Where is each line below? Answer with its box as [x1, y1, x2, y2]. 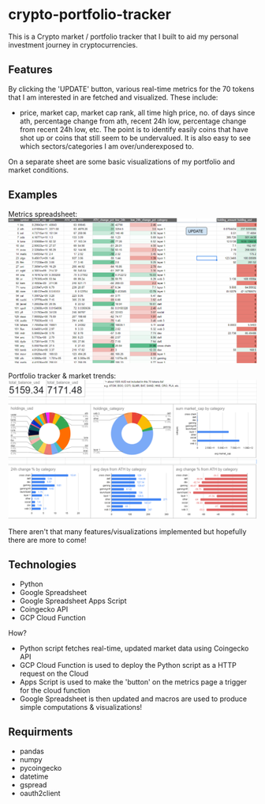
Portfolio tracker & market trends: [8, 371, 117, 381]
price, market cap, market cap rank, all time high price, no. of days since [19, 108, 256, 117]
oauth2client [19, 788, 61, 798]
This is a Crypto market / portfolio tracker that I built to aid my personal [8, 32, 239, 41]
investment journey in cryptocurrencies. [8, 40, 138, 49]
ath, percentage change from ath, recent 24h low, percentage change [19, 116, 247, 126]
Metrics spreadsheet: [8, 209, 77, 218]
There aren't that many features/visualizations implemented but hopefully [8, 526, 247, 536]
